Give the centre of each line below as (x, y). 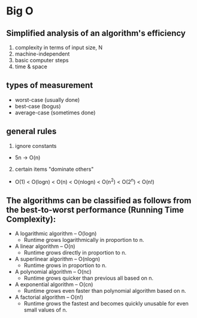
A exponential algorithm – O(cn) (54, 284)
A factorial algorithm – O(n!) (49, 297)
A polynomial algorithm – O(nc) (53, 272)
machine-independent (42, 54)
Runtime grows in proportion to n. (65, 265)
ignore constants (36, 146)
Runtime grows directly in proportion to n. (75, 253)
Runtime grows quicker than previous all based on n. (89, 278)
